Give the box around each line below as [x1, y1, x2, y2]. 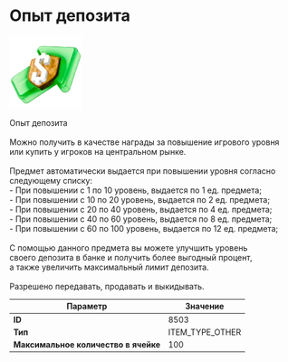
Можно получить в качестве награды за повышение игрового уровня [9, 137, 280, 148]
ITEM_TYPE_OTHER [168, 327, 242, 338]
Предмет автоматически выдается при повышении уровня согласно [9, 165, 276, 176]
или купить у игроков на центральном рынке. [9, 146, 187, 157]
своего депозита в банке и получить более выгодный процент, [9, 252, 253, 262]
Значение [185, 300, 225, 312]
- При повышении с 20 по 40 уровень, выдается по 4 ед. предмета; [9, 204, 273, 214]
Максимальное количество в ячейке [13, 339, 161, 350]
